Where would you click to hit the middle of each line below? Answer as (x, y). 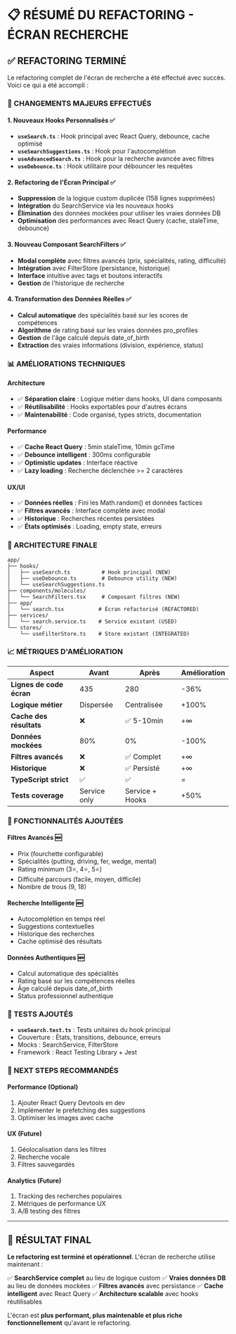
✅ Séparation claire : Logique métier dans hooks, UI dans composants (120, 398)
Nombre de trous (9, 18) (52, 886)
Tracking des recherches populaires (70, 1196)
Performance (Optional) (43, 1087)
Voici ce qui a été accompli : (48, 85)
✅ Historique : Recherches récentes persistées (86, 519)
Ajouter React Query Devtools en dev (71, 1102)
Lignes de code (37, 684)
